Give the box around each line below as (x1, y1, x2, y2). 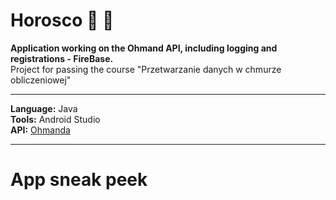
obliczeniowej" (10, 74, 72, 86)
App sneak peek (10, 169, 148, 191)
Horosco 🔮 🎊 (10, 9, 115, 32)
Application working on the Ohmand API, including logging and (10, 42, 278, 54)
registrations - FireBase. (10, 52, 114, 64)
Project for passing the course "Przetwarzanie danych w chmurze (10, 63, 282, 75)
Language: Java (10, 102, 78, 114)
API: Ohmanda (10, 124, 71, 136)
